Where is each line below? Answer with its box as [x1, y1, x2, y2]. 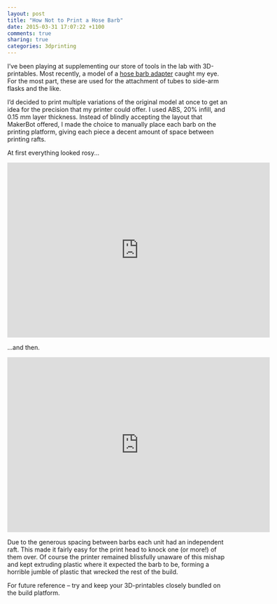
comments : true [7, 29, 52, 37]
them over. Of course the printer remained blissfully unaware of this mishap [7, 553, 225, 561]
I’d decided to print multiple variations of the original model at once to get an [7, 98, 227, 106]
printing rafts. [7, 135, 47, 143]
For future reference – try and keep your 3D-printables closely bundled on [7, 582, 221, 589]
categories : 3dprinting [7, 43, 77, 50]
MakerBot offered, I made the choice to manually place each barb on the [7, 120, 217, 128]
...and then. [7, 344, 41, 351]
